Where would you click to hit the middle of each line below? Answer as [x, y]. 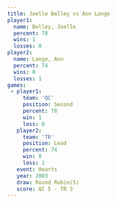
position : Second [48, 105]
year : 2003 [32, 176]
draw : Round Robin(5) [48, 182]
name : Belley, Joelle [45, 27]
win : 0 [32, 157]
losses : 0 [28, 46]
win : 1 [32, 117]
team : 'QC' [38, 98]
